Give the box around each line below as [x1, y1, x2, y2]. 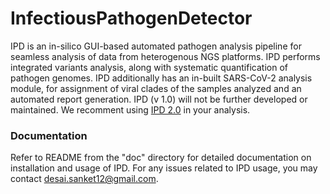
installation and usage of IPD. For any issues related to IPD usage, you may [10, 162, 318, 174]
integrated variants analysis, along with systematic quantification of [10, 61, 288, 73]
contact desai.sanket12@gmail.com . [10, 173, 159, 185]
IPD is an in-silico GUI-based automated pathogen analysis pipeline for [10, 40, 302, 52]
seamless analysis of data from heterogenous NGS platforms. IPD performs [10, 50, 321, 62]
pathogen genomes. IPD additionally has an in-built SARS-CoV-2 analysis [10, 72, 313, 84]
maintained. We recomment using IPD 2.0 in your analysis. [10, 103, 251, 116]
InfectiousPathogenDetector [10, 7, 253, 30]
